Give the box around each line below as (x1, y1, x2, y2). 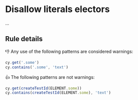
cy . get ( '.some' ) (5, 60, 39, 65)
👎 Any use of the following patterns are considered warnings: (5, 48, 133, 54)
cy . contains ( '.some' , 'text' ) (5, 64, 69, 70)
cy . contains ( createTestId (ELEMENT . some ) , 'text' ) (5, 90, 111, 95)
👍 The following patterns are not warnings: (5, 74, 95, 80)
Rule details (5, 35, 43, 43)
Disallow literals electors (5, 4, 110, 15)
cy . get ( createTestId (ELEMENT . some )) (5, 85, 82, 91)
